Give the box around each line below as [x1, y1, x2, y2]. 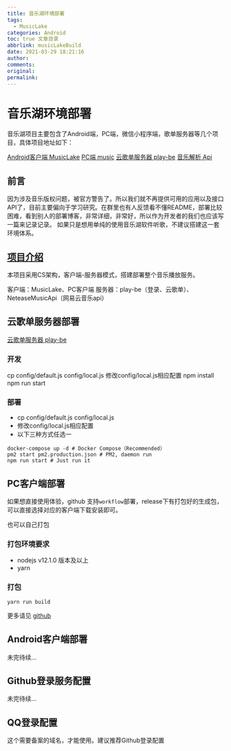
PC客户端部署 [7, 477, 65, 489]
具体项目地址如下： [19, 138, 74, 146]
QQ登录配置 [7, 717, 58, 728]
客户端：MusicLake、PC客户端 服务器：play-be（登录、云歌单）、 [7, 285, 193, 293]
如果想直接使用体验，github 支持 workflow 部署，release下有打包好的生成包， [7, 497, 223, 505]
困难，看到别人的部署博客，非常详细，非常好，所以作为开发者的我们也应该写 [7, 212, 224, 220]
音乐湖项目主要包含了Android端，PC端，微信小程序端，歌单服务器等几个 [7, 130, 213, 138]
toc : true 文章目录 [7, 36, 59, 43]
